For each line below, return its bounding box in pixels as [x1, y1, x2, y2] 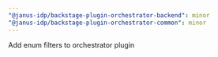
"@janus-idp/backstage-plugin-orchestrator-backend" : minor [8, 11, 211, 20]
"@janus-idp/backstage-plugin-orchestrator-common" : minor [8, 19, 207, 27]
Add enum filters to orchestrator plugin [8, 40, 135, 49]
